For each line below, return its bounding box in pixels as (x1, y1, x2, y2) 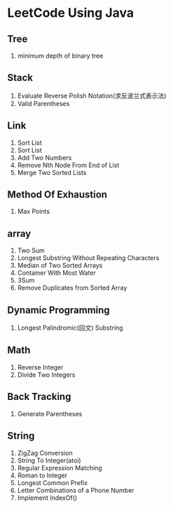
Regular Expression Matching (17, 463, 103, 472)
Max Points (17, 207, 50, 216)
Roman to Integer (17, 471, 68, 479)
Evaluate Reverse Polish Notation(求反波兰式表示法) (17, 91, 167, 100)
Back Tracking (7, 391, 71, 403)
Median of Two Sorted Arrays (17, 262, 103, 270)
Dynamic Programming (7, 304, 110, 316)
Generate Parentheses (17, 409, 83, 418)
